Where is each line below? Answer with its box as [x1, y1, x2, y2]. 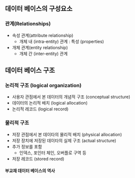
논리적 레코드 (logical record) [12, 106, 69, 112]
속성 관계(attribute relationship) [12, 32, 74, 38]
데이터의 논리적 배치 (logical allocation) [12, 100, 88, 106]
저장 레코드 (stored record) [12, 156, 64, 161]
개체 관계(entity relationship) [12, 44, 68, 50]
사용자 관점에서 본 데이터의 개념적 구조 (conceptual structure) [12, 94, 131, 100]
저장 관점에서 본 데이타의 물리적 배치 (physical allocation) [12, 131, 122, 137]
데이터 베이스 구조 [5, 66, 55, 74]
